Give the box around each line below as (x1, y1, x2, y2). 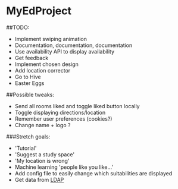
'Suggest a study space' (14, 150, 75, 158)
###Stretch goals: (6, 133, 51, 140)
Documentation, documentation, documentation (14, 42, 133, 49)
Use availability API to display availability (14, 48, 115, 55)
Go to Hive (14, 73, 41, 80)
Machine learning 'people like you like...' (14, 163, 114, 171)
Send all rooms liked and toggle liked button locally (14, 102, 140, 109)
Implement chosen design (14, 61, 79, 68)
